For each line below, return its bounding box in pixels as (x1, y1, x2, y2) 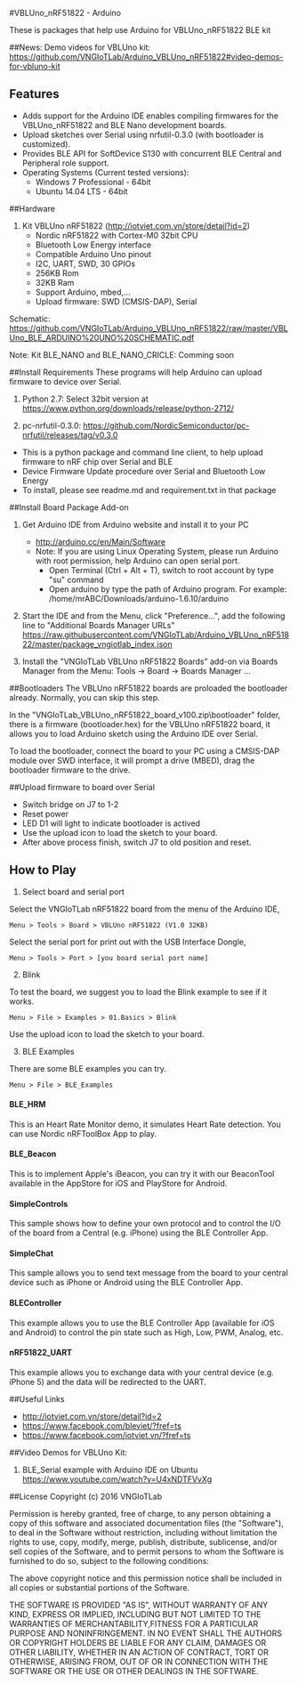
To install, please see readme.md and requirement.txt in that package (21, 484, 277, 495)
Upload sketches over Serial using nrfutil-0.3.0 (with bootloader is (21, 129, 264, 140)
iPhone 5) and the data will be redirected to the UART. (9, 1376, 207, 1387)
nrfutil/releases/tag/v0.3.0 (21, 429, 118, 440)
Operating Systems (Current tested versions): (21, 166, 189, 177)
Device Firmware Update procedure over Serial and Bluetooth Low (21, 466, 266, 476)
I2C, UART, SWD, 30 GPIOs (35, 258, 136, 269)
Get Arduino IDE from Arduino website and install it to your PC (21, 519, 249, 530)
